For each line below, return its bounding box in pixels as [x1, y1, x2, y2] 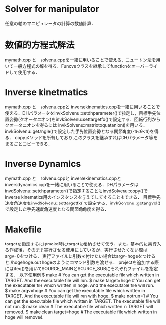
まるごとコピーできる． [5, 141, 53, 147]
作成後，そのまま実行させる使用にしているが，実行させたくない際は [9, 247, 148, 253]
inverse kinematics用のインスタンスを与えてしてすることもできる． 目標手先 [5, 194, 161, 200]
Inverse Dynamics [5, 159, 81, 169]
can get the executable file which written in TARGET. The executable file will [5, 298, 160, 304]
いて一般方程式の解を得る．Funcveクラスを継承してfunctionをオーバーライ [5, 63, 158, 69]
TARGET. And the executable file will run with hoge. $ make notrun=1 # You [5, 293, 158, 299]
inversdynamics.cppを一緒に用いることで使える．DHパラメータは [5, 181, 139, 187]
